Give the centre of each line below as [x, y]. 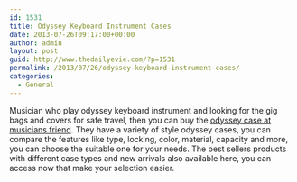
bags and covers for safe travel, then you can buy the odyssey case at [140, 120]
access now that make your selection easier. [92, 168]
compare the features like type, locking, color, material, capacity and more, [149, 139]
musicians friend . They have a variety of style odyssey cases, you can [140, 129]
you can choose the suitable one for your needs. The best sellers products [148, 149]
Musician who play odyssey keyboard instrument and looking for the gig [144, 110]
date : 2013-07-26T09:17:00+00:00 [72, 34]
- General [36, 85]
